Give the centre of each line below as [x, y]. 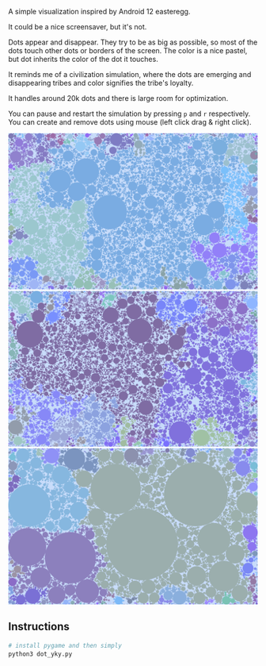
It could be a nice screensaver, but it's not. [78, 27]
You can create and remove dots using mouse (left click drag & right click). [130, 122]
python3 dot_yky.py [40, 654]
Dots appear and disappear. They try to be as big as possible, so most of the [133, 42]
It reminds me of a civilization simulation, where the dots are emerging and [130, 74]
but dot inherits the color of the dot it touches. [83, 59]
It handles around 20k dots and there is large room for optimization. [118, 98]
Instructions [39, 626]
